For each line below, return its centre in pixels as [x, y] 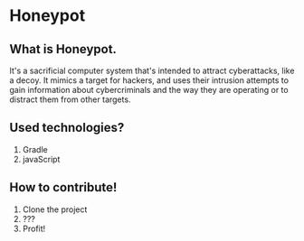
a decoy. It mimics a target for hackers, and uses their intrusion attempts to [149, 80]
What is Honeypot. [63, 49]
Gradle [35, 149]
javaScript [41, 159]
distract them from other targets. [70, 99]
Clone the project [55, 209]
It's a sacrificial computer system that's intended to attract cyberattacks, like [152, 70]
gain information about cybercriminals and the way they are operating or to [149, 90]
